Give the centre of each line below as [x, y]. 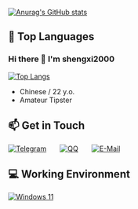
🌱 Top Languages [51, 37]
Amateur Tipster [45, 100]
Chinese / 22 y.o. [47, 91]
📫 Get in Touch [47, 126]
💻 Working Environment [69, 174]
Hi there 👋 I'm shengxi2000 [62, 59]
